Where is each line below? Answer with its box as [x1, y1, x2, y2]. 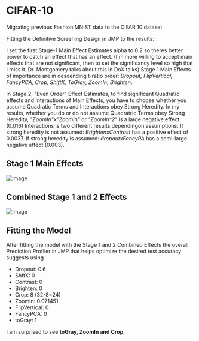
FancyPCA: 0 [14, 310, 47, 318]
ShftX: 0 [14, 272, 35, 279]
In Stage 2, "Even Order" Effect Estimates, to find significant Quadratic [6, 90, 180, 97]
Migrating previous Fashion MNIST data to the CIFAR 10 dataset [6, 23, 163, 31]
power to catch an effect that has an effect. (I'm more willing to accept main [6, 53, 193, 60]
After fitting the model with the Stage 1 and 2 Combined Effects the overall [6, 241, 189, 249]
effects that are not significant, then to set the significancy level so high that [6, 59, 193, 67]
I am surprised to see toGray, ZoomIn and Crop [6, 328, 124, 336]
